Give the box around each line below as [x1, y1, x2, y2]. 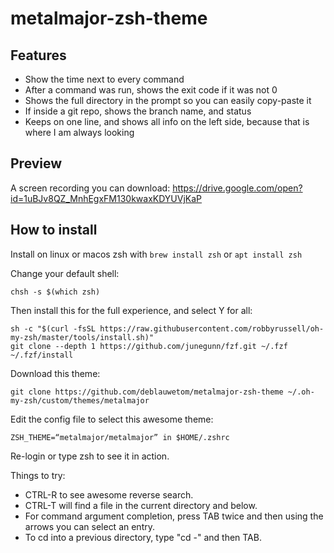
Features [10, 47, 67, 64]
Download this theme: [10, 367, 101, 379]
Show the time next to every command [24, 73, 185, 85]
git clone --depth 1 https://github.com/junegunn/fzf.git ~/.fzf [10, 341, 288, 351]
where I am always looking [24, 127, 135, 138]
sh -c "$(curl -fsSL [10, 323, 97, 334]
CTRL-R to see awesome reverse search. [24, 488, 194, 501]
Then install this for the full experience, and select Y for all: [10, 304, 253, 316]
